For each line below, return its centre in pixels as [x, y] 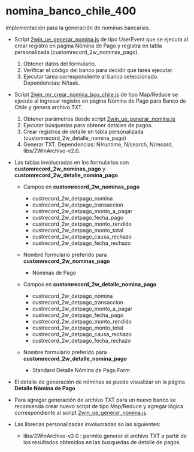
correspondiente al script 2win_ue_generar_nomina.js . [81, 412]
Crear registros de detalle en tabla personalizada [84, 131]
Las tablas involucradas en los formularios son [72, 162]
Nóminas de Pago [54, 273]
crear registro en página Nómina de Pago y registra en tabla [88, 46]
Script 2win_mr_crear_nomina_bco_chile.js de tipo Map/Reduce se [96, 94]
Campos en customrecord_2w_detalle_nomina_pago [90, 284]
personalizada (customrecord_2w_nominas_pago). [76, 52]
